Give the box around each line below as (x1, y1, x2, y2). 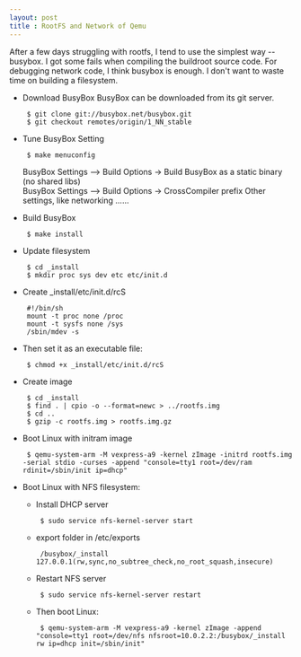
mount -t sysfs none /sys (26, 320, 124, 328)
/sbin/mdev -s (26, 327, 80, 337)
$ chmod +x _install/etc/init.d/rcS (26, 360, 164, 369)
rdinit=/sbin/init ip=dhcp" (22, 466, 128, 475)
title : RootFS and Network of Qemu (9, 22, 146, 31)
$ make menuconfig (26, 150, 96, 160)
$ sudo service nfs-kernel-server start (40, 516, 193, 525)
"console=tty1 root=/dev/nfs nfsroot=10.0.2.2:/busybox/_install (35, 631, 286, 640)
